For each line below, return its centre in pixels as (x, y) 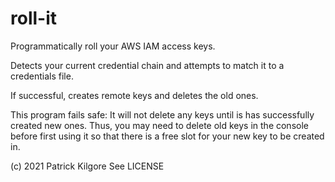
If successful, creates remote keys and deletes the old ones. (134, 95)
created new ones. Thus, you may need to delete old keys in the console (159, 125)
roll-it (34, 18)
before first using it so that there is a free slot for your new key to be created (167, 136)
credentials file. (42, 76)
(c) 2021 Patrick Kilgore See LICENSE (87, 166)
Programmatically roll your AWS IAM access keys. (113, 46)
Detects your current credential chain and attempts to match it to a (147, 65)
